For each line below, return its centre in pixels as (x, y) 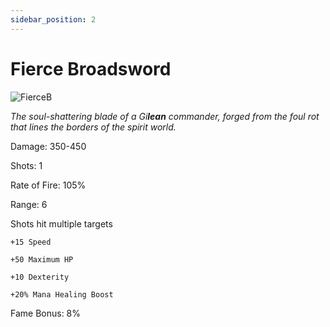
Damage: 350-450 (48, 146)
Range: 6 (29, 204)
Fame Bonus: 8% (46, 313)
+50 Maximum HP (42, 259)
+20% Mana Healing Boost (62, 294)
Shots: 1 (26, 165)
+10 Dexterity (40, 277)
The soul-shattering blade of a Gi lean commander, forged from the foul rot (165, 116)
